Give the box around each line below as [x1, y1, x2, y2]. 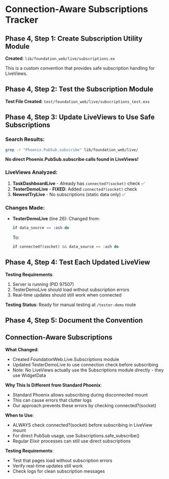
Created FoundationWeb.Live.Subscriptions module [12, 356, 119, 362]
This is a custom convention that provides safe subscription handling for [5, 65, 155, 71]
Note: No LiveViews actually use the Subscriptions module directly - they [12, 367, 164, 373]
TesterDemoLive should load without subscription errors [12, 286, 130, 293]
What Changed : [5, 346, 39, 352]
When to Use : [5, 412, 34, 418]
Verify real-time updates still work [12, 462, 83, 468]
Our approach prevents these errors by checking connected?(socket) [12, 402, 157, 408]
